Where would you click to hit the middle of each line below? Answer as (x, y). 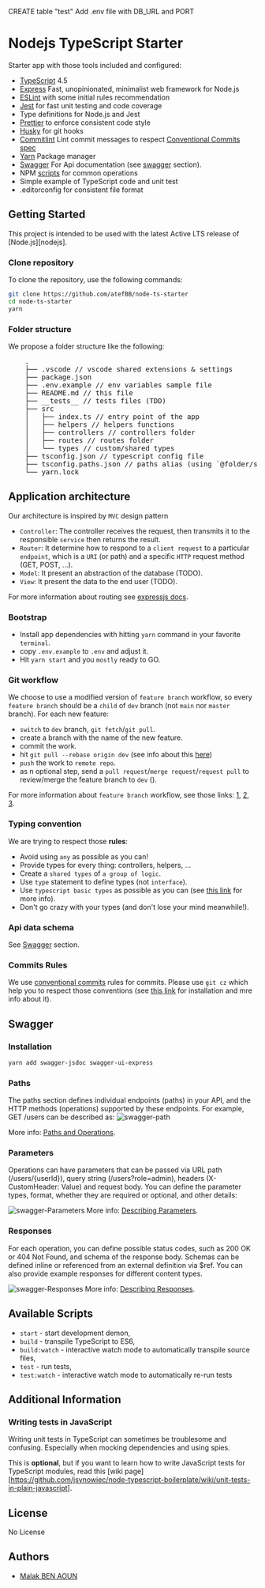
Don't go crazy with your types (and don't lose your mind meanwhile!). (134, 907)
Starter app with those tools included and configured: (95, 65)
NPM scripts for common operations (78, 172)
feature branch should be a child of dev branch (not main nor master (119, 706)
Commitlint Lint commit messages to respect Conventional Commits (130, 139)
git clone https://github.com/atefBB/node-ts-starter (99, 294)
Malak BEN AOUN (49, 1575)
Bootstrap (28, 617)
